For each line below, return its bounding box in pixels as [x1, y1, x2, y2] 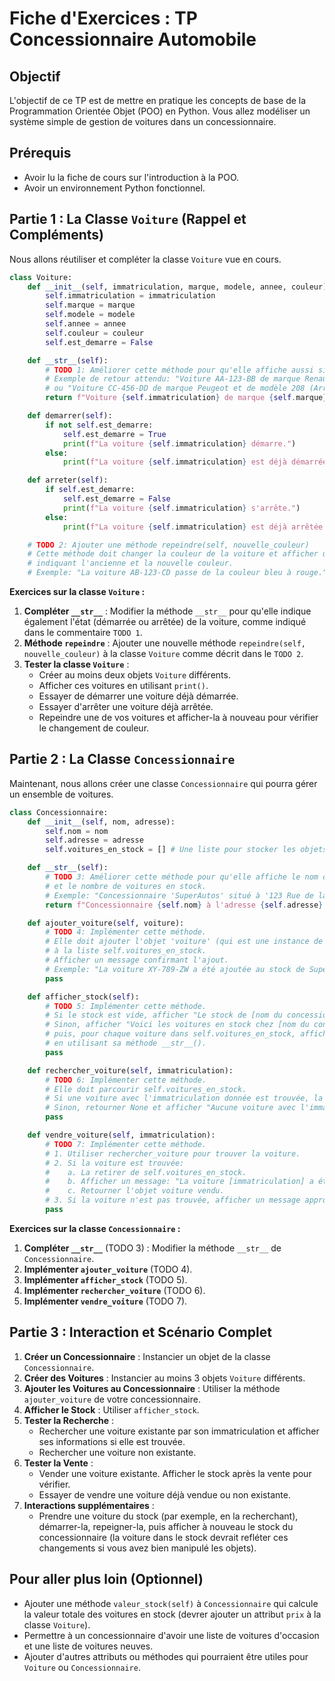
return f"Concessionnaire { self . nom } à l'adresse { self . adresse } [45, 900, 324, 910]
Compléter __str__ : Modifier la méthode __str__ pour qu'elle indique [23, 605, 312, 617]
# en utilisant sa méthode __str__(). [45, 1038, 207, 1049]
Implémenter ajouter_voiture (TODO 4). [23, 1263, 193, 1275]
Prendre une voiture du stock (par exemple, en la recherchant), [38, 1510, 299, 1522]
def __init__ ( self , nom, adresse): [27, 817, 176, 827]
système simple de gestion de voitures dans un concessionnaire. [9, 116, 277, 127]
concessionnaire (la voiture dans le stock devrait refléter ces [38, 1531, 289, 1543]
